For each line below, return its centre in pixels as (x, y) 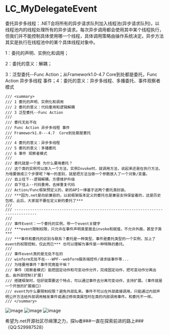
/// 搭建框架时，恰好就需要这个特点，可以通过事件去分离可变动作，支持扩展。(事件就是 (84, 281)
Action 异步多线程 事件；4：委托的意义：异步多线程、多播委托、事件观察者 (83, 81)
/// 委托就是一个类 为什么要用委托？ (39, 163)
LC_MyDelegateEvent (51, 9)
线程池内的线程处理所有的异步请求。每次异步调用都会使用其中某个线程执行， (84, 29)
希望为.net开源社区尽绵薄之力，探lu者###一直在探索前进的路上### (74, 321)
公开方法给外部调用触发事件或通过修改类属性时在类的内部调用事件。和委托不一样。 (82, 297)
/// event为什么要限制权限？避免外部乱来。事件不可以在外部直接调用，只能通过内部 (81, 291)
